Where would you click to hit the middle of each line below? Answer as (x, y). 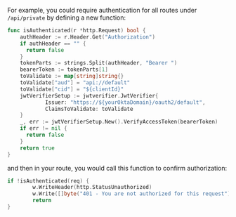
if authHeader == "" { (53, 44)
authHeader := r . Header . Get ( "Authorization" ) (88, 37)
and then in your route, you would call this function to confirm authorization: (117, 168)
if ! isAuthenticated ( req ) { (48, 181)
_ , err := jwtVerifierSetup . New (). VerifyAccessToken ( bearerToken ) (119, 122)
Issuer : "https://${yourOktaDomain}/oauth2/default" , (125, 102)
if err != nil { (44, 129)
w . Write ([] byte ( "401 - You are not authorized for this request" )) (133, 194)
